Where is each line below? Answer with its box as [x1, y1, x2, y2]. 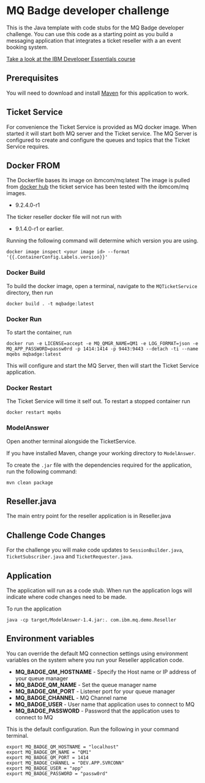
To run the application [6, 605, 62, 612]
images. [6, 190, 26, 197]
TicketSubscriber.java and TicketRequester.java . [6, 553, 133, 560]
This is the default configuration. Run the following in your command [6, 725, 179, 733]
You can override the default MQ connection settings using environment [6, 650, 188, 657]
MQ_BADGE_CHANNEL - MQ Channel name [15, 694, 127, 701]
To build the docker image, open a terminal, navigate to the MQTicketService [6, 282, 198, 289]
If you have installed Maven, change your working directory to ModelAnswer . [6, 449, 196, 456]
